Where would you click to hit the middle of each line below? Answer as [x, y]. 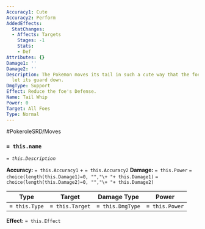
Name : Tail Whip [27, 97]
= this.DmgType [119, 206]
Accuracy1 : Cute [27, 12]
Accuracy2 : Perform [31, 18]
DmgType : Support [28, 86]
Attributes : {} [26, 57]
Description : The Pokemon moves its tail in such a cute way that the [98, 75]
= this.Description [31, 158]
